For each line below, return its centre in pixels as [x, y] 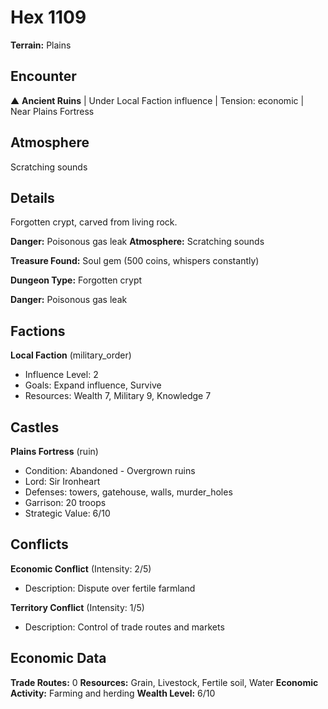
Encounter [43, 76]
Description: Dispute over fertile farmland [110, 588]
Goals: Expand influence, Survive [93, 385]
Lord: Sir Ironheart [62, 481]
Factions [38, 331]
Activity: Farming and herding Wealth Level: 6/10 [113, 693]
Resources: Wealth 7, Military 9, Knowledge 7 [118, 396]
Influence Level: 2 [61, 375]
